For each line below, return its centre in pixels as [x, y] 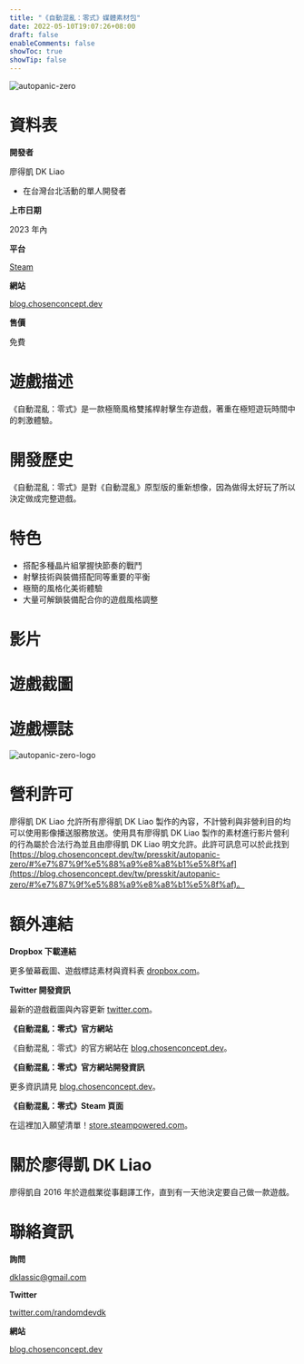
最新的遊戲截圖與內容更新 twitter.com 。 [83, 1009]
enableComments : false [52, 43]
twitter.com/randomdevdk [58, 1312]
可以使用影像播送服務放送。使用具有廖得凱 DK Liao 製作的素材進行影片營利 [149, 833]
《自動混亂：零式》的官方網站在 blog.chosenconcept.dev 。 [121, 1048]
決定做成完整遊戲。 [45, 498]
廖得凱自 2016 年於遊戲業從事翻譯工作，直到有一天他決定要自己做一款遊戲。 [152, 1191]
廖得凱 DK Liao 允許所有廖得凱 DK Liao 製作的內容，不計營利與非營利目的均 [150, 821]
